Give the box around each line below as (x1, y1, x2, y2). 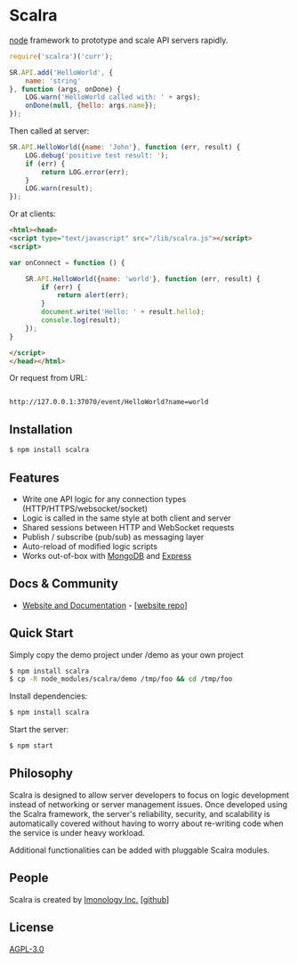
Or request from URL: (9, 373, 88, 384)
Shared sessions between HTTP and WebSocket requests (21, 522, 235, 532)
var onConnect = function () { (9, 258, 125, 267)
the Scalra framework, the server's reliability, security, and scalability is (9, 808, 271, 819)
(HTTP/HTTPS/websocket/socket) (21, 503, 149, 514)
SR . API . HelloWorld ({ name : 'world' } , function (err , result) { (25, 274, 261, 283)
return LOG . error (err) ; (41, 167, 129, 176)
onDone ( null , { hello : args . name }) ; (25, 101, 157, 110)
